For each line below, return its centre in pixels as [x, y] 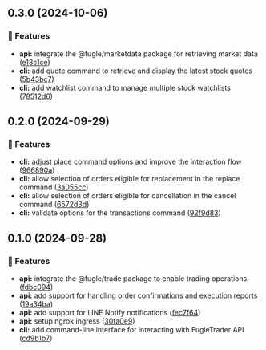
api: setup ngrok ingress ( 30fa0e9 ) [77, 321]
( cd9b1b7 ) [36, 338]
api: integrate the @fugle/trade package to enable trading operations [133, 279]
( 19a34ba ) [36, 304]
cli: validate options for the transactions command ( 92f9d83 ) [120, 213]
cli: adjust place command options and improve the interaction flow [130, 162]
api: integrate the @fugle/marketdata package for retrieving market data [138, 53]
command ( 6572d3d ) [54, 205]
